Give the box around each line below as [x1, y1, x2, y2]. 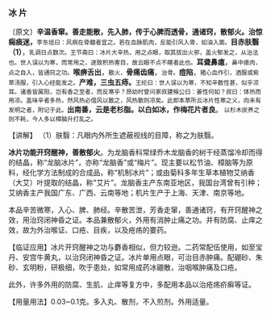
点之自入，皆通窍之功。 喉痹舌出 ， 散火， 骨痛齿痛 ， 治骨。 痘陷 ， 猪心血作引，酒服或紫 [8, 67, 260, 77]
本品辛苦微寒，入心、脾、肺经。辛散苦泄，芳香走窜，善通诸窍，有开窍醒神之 [8, 205, 263, 215]
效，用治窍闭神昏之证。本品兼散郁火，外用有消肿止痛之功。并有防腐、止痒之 [8, 216, 263, 225]
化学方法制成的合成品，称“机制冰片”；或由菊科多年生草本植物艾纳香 [29, 168, 256, 178]
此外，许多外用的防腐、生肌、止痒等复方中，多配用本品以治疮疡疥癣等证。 [8, 280, 256, 290]
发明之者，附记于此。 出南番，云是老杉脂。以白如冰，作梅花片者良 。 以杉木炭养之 [8, 105, 260, 115]
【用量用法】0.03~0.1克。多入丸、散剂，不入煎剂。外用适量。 [8, 297, 214, 307]
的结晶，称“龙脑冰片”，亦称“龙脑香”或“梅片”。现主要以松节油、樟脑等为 [8, 157, 246, 167]
